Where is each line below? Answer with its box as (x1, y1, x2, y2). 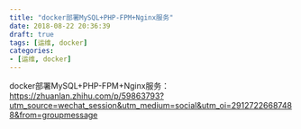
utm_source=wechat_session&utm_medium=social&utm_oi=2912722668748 (9, 100, 293, 110)
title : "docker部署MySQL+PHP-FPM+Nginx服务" (9, 13, 174, 22)
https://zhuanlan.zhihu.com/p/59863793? (9, 90, 165, 101)
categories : (9, 47, 54, 56)
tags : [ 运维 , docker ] (9, 38, 88, 47)
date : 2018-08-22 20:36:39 (9, 21, 111, 30)
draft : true (9, 30, 54, 39)
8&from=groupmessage (9, 109, 98, 120)
